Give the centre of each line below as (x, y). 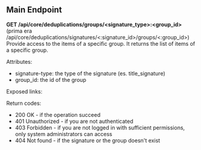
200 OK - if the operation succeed (58, 114)
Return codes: (24, 103)
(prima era (19, 31)
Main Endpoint (34, 10)
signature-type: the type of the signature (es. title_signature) (90, 73)
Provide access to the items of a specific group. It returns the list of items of (101, 43)
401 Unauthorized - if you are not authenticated (74, 121)
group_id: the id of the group (50, 80)
